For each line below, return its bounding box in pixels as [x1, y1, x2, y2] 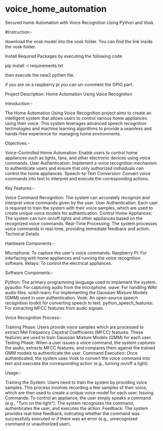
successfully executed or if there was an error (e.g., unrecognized [5, 415, 138, 421]
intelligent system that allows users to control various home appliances [5, 115, 147, 121]
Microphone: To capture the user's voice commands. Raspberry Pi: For [5, 250, 147, 256]
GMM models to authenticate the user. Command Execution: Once [5, 350, 138, 356]
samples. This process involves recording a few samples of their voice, [5, 385, 147, 390]
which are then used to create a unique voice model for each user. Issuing [5, 389, 154, 395]
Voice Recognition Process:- [5, 314, 62, 321]
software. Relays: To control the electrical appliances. [5, 260, 113, 266]
